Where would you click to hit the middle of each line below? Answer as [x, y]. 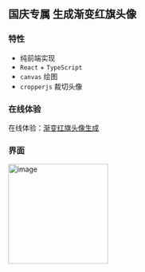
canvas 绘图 [39, 76]
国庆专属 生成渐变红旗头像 [72, 14]
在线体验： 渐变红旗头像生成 [54, 128]
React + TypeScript [51, 67]
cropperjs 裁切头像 [51, 86]
